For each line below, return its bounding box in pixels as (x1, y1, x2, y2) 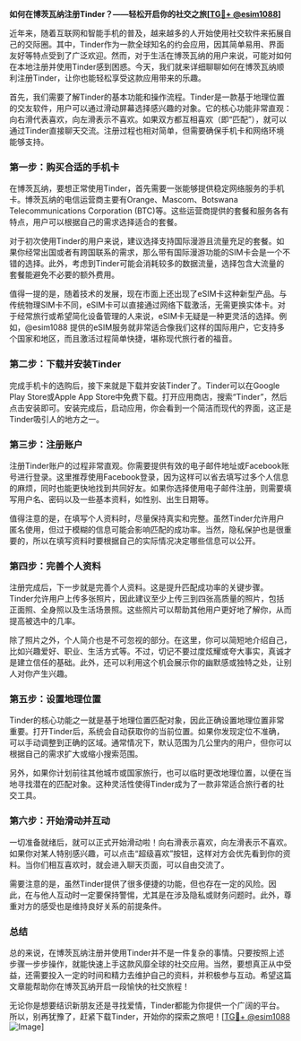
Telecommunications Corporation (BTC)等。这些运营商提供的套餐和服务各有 (9, 205, 289, 216)
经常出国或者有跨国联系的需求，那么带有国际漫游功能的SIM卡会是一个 (24, 247, 283, 258)
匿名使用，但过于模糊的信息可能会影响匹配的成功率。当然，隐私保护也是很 (9, 524, 284, 534)
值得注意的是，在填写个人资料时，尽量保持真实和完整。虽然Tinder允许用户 (9, 513, 285, 524)
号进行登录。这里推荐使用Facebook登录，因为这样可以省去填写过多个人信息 (9, 471, 289, 482)
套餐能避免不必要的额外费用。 (9, 269, 119, 281)
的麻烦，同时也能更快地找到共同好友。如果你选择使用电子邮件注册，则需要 (9, 482, 284, 493)
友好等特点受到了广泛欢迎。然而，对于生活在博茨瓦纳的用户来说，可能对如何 (9, 50, 292, 61)
